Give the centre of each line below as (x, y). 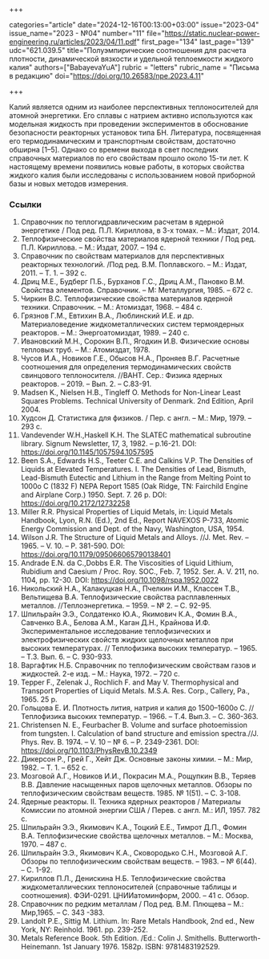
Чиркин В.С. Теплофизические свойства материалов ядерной (126, 299)
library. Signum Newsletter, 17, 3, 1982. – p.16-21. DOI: (108, 444)
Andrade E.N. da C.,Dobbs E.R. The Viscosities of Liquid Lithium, (127, 563)
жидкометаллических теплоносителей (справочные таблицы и (128, 887)
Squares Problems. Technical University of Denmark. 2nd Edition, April (137, 401)
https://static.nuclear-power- (212, 33)
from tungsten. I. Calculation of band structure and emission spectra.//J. (140, 733)
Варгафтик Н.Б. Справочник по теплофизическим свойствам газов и (139, 665)
